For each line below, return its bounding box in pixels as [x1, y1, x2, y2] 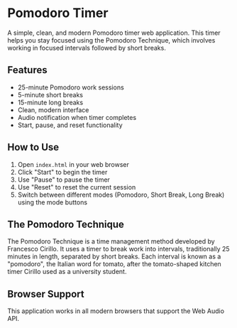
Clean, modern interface [17, 105, 89, 114]
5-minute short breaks [17, 90, 84, 99]
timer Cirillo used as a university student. [7, 268, 127, 276]
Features [7, 64, 48, 76]
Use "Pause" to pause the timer [17, 175, 110, 184]
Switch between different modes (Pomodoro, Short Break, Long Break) [17, 190, 225, 199]
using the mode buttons [17, 197, 87, 207]
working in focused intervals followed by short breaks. [7, 43, 167, 52]
